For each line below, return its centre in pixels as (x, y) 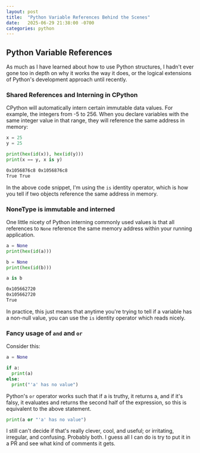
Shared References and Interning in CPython (72, 95)
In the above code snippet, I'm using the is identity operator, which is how (97, 187)
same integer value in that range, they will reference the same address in (96, 120)
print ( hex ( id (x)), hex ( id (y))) (45, 154)
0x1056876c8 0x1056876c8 (37, 170)
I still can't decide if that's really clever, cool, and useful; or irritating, (90, 431)
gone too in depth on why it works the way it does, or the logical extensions (99, 73)
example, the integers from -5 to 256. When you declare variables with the (97, 114)
